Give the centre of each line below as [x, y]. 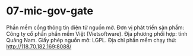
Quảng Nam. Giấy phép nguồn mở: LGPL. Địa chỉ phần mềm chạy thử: [91, 40]
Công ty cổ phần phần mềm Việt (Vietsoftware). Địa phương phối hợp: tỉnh [97, 33]
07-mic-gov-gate [50, 11]
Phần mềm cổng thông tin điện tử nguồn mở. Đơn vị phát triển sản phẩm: [95, 27]
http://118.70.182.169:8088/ [39, 46]
